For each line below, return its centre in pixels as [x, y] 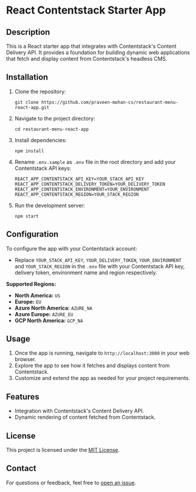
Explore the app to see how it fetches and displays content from [92, 366]
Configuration [32, 234]
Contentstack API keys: [43, 168]
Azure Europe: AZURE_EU [44, 314]
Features [23, 397]
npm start [27, 216]
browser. [25, 359]
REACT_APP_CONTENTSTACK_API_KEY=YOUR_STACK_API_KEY [79, 179]
